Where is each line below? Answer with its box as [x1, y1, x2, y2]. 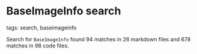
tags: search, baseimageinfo [6, 24, 77, 31]
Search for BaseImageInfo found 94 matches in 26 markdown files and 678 [6, 35, 191, 43]
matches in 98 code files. [6, 42, 69, 49]
